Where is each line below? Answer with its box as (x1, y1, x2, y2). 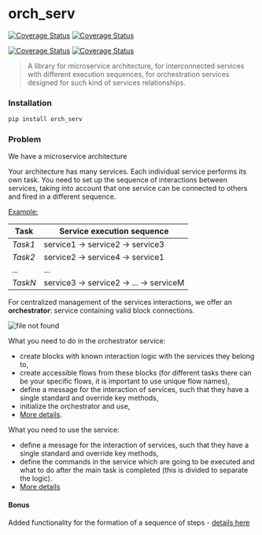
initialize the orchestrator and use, (19, 401, 131, 411)
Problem (8, 134, 42, 145)
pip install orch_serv (8, 115, 83, 123)
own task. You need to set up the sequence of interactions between (8, 175, 228, 185)
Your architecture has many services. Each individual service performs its (8, 167, 247, 177)
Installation (8, 97, 53, 108)
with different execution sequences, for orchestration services (27, 69, 230, 79)
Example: (8, 207, 39, 217)
